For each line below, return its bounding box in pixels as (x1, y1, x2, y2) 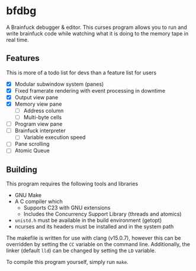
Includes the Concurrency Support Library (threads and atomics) (23, 211, 182, 218)
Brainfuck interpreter (14, 127, 66, 134)
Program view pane (14, 120, 63, 128)
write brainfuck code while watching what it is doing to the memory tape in (6, 30, 188, 37)
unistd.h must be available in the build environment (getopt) (14, 217, 162, 224)
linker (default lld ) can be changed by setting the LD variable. (6, 247, 156, 254)
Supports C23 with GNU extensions (23, 204, 111, 211)
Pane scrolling (14, 141, 50, 148)
